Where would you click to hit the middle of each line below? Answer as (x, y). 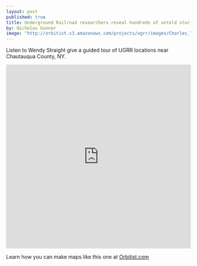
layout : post (22, 11)
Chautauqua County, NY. (36, 56)
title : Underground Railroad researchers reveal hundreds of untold (91, 22)
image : (14, 34)
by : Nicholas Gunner (31, 28)
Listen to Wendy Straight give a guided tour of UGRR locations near (87, 50)
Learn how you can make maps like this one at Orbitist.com (78, 257)
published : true (26, 17)
